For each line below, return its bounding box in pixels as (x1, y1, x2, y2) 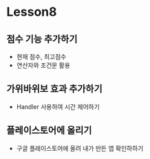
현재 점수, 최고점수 (16, 53, 67, 60)
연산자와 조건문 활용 (16, 61, 70, 69)
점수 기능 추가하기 (6, 33, 78, 45)
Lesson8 (6, 4, 57, 20)
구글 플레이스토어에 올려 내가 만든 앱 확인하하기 (16, 144, 144, 152)
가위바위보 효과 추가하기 (6, 83, 103, 95)
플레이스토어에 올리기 (6, 125, 92, 136)
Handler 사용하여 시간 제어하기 (16, 102, 100, 110)
